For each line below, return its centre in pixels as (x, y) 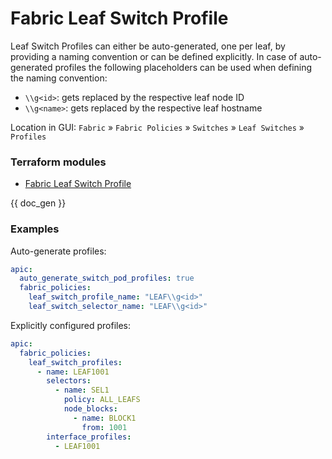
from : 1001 (104, 427)
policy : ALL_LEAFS (102, 400)
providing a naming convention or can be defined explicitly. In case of (154, 56)
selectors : (69, 381)
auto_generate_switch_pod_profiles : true (107, 278)
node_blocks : (90, 409)
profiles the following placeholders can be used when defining (183, 67)
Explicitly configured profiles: (71, 325)
